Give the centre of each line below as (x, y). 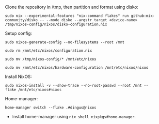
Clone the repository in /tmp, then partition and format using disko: (72, 7)
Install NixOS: (18, 77)
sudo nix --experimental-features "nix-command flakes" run (67, 16)
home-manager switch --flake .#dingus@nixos (51, 108)
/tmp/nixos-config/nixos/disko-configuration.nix (56, 24)
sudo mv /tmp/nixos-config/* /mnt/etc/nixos (51, 59)
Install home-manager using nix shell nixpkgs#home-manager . (74, 116)
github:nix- (143, 16)
